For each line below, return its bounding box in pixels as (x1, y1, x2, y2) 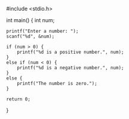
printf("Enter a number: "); (6, 28, 79, 34)
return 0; (6, 96, 31, 102)
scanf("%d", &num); (6, 33, 55, 39)
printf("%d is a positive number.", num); (17, 49, 124, 55)
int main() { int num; (6, 17, 55, 23)
